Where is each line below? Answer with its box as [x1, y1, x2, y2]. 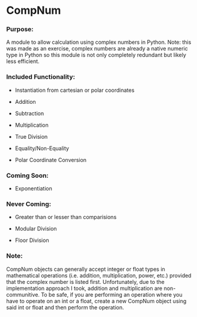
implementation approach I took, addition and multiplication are [6, 285, 163, 292]
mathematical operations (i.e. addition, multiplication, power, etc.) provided [6, 271, 192, 279]
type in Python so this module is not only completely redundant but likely [6, 52, 186, 59]
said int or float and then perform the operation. [6, 304, 124, 311]
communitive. [6, 291, 40, 298]
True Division [14, 133, 48, 140]
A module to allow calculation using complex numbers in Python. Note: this [6, 38, 192, 46]
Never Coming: [6, 200, 52, 208]
